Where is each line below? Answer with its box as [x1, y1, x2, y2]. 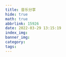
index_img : [5, 30, 28, 35]
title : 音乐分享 [5, 7, 36, 12]
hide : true [5, 12, 28, 17]
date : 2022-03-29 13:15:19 [5, 26, 61, 31]
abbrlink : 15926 [5, 21, 39, 26]
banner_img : [5, 35, 30, 40]
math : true [5, 16, 28, 21]
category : [5, 40, 26, 45]
